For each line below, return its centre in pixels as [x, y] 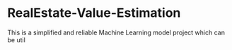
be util [17, 39]
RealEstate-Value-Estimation [94, 13]
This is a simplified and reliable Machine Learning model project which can [116, 32]
